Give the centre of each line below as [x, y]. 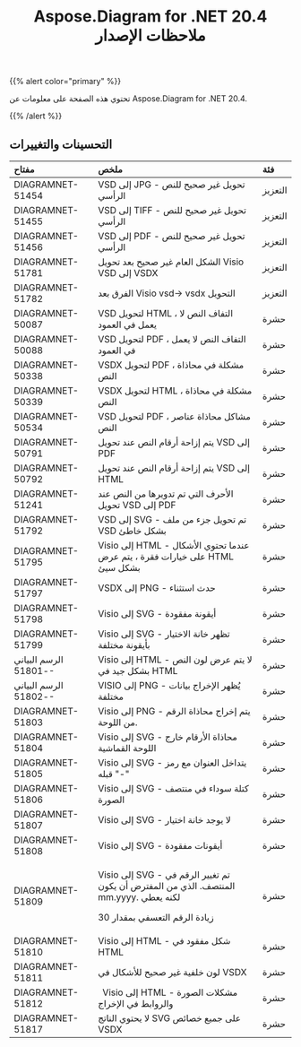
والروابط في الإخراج [136, 1004]
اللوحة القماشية [127, 748]
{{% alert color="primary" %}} [65, 82]
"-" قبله [114, 774]
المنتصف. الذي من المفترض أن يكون [167, 886]
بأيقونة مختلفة [124, 645]
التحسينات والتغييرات [61, 144]
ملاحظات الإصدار [150, 35]
